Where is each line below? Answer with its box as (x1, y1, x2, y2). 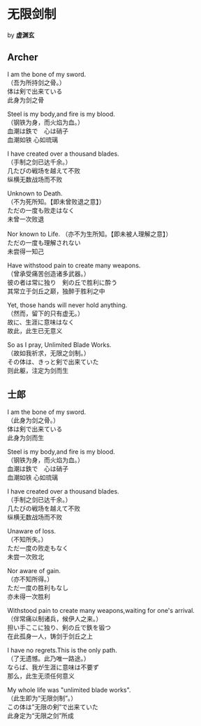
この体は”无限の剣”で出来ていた (7, 702, 99, 711)
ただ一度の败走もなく (7, 544, 68, 552)
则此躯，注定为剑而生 (7, 366, 68, 374)
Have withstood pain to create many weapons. (7, 261, 141, 269)
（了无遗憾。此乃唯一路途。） (7, 654, 90, 662)
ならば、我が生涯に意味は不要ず (7, 662, 99, 671)
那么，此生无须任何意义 (7, 672, 75, 680)
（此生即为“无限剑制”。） (7, 694, 77, 702)
